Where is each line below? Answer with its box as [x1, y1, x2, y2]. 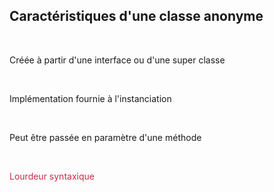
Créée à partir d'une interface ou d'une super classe [9, 54, 226, 66]
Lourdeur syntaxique [9, 170, 95, 182]
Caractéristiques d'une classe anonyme [9, 8, 264, 25]
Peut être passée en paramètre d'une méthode [9, 131, 202, 143]
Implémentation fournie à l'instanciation [9, 92, 172, 104]
